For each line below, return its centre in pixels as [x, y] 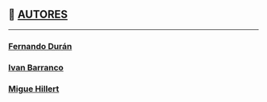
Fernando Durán [40, 46]
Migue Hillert [34, 89]
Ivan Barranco [36, 67]
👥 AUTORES [38, 15]
